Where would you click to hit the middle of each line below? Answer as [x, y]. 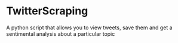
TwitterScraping [47, 11]
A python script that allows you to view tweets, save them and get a [89, 27]
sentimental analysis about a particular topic [61, 33]
